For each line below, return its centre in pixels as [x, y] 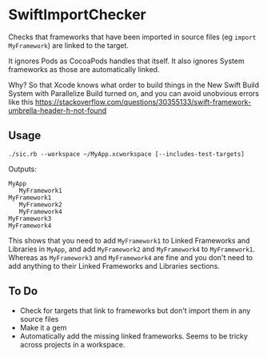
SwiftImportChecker [77, 15]
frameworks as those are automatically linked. [84, 69]
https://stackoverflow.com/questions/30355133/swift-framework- [143, 102]
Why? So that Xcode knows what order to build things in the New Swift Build [134, 85]
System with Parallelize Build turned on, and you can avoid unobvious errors [134, 93]
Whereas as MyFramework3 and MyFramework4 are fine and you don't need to [131, 257]
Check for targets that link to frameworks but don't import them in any [135, 311]
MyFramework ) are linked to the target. [69, 45]
